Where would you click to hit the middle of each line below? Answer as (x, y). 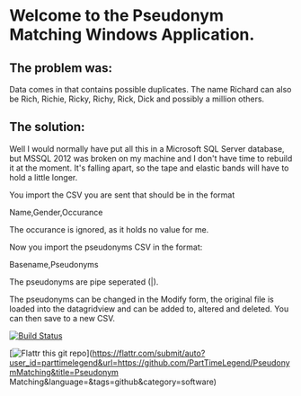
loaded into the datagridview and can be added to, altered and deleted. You (149, 308)
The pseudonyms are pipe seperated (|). (84, 282)
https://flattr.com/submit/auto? (149, 353)
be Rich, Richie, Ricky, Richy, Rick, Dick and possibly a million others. (137, 99)
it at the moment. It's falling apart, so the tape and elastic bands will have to (149, 168)
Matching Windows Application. (132, 35)
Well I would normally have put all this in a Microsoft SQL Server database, (147, 148)
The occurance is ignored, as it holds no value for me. (109, 229)
